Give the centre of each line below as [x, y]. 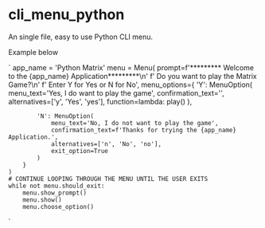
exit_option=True [80, 151]
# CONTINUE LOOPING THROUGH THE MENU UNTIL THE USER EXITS [108, 179]
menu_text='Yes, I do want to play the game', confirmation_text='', [116, 92]
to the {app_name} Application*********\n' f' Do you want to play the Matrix [132, 76]
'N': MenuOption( [65, 116]
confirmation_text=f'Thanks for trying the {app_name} [144, 130]
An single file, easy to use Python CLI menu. [81, 37]
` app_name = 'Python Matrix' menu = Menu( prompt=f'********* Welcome [131, 67]
